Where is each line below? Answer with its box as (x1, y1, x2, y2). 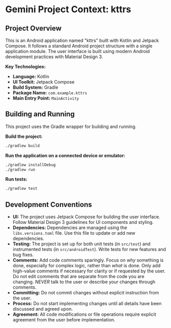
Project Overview (5, 24, 62, 33)
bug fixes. (12, 251, 34, 258)
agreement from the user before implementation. (12, 317, 116, 323)
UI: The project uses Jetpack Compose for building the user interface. (12, 214, 161, 220)
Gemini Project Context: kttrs (5, 4, 131, 15)
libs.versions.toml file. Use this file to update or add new (12, 230, 136, 236)
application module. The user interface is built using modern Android (5, 48, 150, 54)
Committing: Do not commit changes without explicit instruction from (12, 290, 159, 296)
